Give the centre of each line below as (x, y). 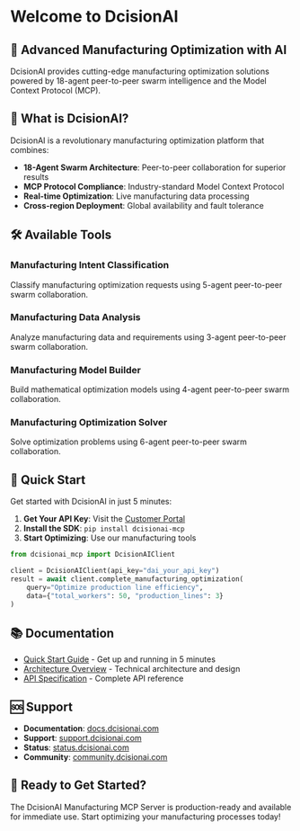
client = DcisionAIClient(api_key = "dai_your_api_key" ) (115, 571)
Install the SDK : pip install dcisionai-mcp (104, 529)
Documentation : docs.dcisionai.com (91, 728)
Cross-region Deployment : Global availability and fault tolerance (143, 205)
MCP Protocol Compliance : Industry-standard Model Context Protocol (154, 186)
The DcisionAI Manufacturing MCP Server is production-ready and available (151, 807)
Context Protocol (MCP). (56, 90)
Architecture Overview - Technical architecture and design (132, 669)
